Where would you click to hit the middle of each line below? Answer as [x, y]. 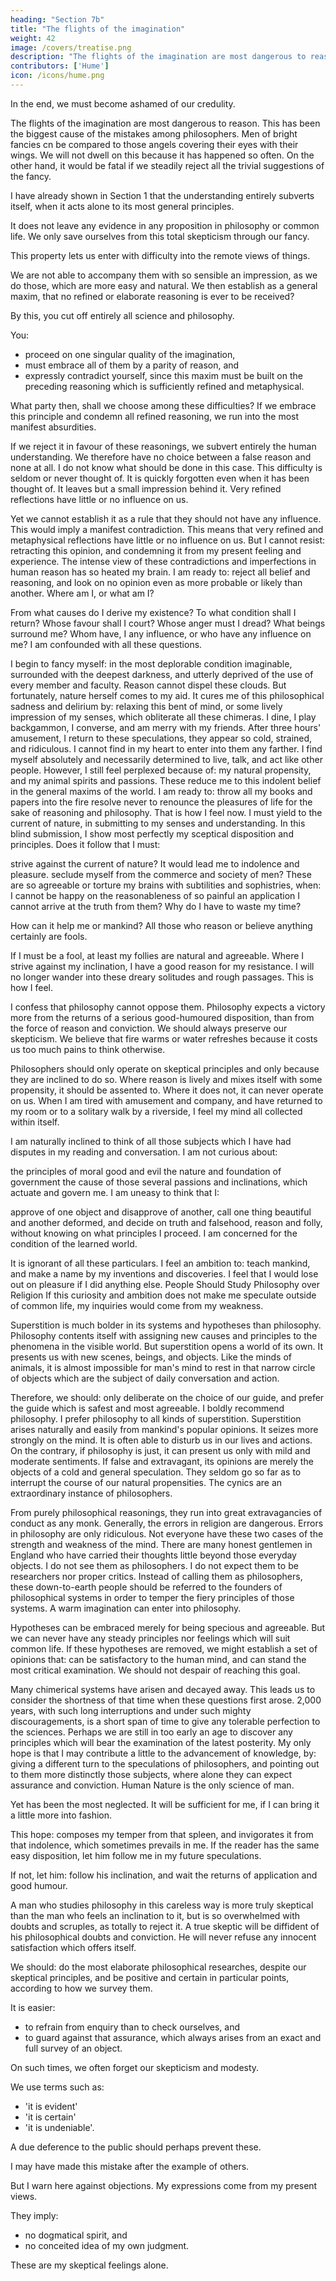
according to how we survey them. [81, 1988]
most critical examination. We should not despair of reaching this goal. [155, 1670]
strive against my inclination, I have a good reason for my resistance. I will [162, 966]
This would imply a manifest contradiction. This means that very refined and [167, 529]
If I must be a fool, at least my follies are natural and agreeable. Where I [157, 955]
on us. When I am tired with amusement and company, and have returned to [166, 1100]
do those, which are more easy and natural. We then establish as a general [164, 285]
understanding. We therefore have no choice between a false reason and [161, 457]
